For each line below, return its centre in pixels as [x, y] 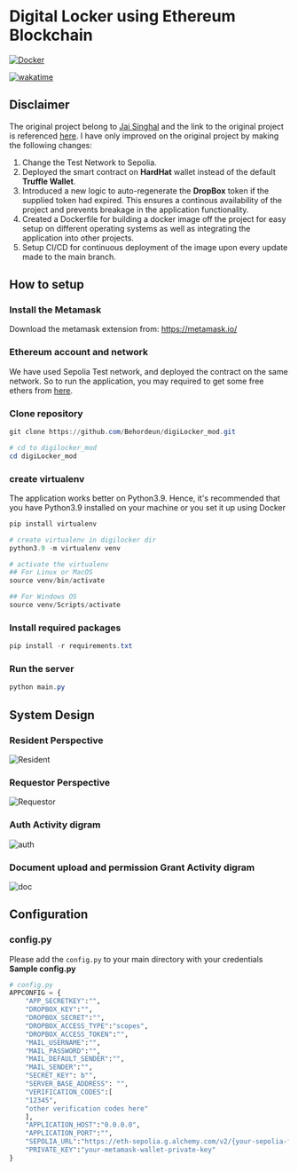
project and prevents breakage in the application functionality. [135, 210]
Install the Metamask [55, 310]
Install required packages [65, 628]
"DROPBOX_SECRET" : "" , [65, 1018]
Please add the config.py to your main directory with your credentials [136, 959]
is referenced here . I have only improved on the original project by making [144, 136]
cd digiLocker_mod [43, 456]
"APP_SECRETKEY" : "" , [63, 1001]
